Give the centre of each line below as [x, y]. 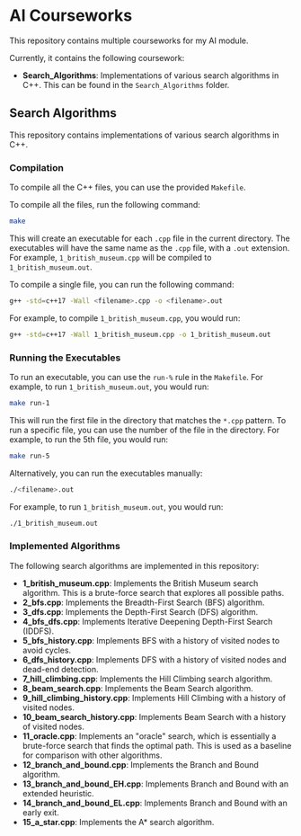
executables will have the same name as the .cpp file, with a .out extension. [150, 247]
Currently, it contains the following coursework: [97, 58]
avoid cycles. [47, 650]
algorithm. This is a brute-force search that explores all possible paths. [153, 592]
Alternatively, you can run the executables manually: [106, 473]
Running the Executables [65, 358]
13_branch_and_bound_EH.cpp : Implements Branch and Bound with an [155, 784]
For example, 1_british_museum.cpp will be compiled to [111, 257]
